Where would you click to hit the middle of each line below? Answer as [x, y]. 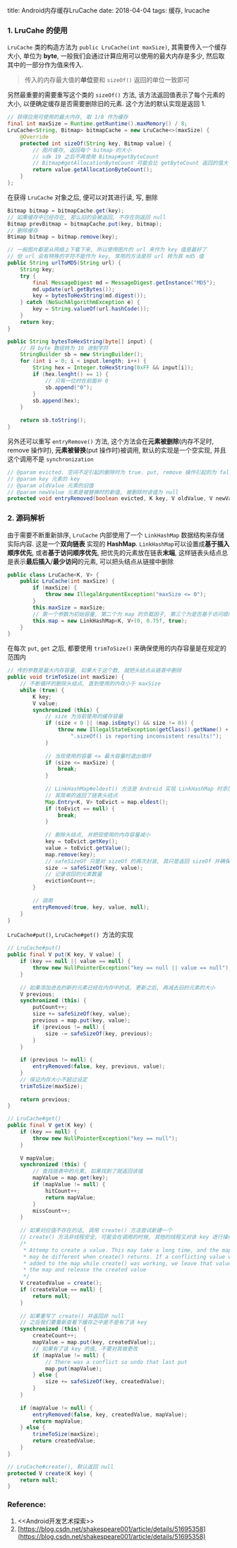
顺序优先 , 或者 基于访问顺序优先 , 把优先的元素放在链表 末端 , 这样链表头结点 [115, 552]
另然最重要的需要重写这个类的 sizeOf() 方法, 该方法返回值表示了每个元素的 [116, 95]
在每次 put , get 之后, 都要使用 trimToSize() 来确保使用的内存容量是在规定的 [117, 648]
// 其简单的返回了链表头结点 [81, 795]
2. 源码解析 [26, 518]
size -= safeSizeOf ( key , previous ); [99, 1034]
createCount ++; [55, 1336]
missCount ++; [52, 1211]
